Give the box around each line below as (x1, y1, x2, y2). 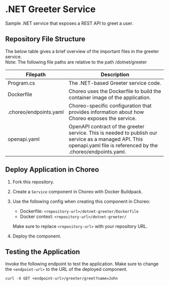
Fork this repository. (12, 179, 54, 185)
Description (100, 71, 130, 78)
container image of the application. (68, 94, 151, 101)
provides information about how (68, 108, 144, 116)
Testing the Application (5, 247, 80, 256)
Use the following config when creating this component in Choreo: (12, 198, 150, 204)
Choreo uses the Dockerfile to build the (68, 87, 161, 94)
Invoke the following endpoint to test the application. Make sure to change (5, 261, 159, 267)
